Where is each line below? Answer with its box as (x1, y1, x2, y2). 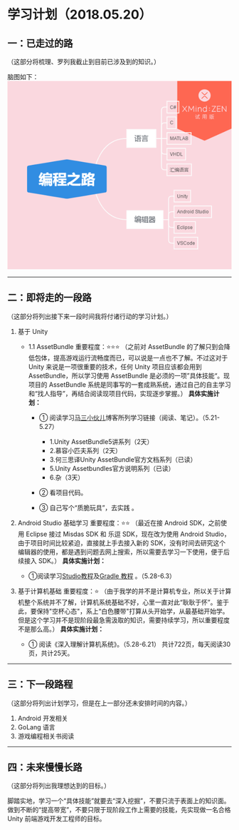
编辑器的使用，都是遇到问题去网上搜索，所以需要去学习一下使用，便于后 (17, 547, 230, 556)
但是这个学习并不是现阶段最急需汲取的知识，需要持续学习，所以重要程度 (17, 615, 230, 624)
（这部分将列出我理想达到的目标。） (7, 781, 110, 790)
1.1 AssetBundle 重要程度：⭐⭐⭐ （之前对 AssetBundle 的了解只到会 (28, 342, 225, 350)
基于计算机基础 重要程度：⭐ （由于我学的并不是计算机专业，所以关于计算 (17, 587, 232, 595)
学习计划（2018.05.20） (7, 6, 152, 23)
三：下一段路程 (7, 679, 73, 691)
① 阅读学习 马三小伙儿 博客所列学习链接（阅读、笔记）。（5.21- (38, 413, 221, 422)
